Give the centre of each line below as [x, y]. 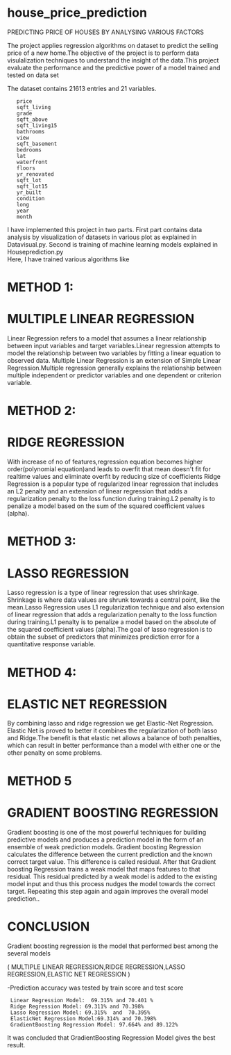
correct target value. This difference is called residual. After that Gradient [112, 861]
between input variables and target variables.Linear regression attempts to [114, 346]
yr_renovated [35, 174]
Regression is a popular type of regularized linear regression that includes [113, 484]
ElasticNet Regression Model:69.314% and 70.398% [83, 1019]
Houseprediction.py [35, 252]
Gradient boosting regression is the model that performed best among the [113, 946]
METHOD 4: [42, 672]
